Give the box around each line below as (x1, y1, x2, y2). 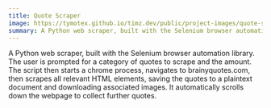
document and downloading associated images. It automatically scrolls (8, 82, 244, 92)
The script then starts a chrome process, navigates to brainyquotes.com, (8, 66, 250, 75)
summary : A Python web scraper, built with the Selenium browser (8, 26, 232, 34)
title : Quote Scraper (8, 11, 81, 20)
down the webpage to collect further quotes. (8, 91, 157, 101)
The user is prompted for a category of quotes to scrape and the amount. (8, 57, 252, 66)
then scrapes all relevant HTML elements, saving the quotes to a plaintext (8, 74, 252, 84)
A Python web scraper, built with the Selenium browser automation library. (8, 49, 256, 58)
